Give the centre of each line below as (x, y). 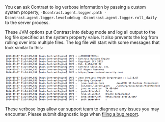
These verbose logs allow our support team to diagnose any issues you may (82, 109)
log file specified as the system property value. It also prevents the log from (82, 37)
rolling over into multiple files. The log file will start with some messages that (82, 42)
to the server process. (27, 22)
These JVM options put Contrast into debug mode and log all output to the (80, 32)
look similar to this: (24, 48)
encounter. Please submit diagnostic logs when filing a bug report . (72, 114)
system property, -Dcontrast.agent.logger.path (54, 12)
